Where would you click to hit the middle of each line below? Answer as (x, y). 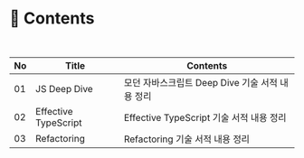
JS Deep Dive (64, 88)
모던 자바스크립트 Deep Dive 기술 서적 (201, 82)
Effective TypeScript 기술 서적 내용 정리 (205, 117)
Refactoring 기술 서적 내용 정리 (187, 139)
